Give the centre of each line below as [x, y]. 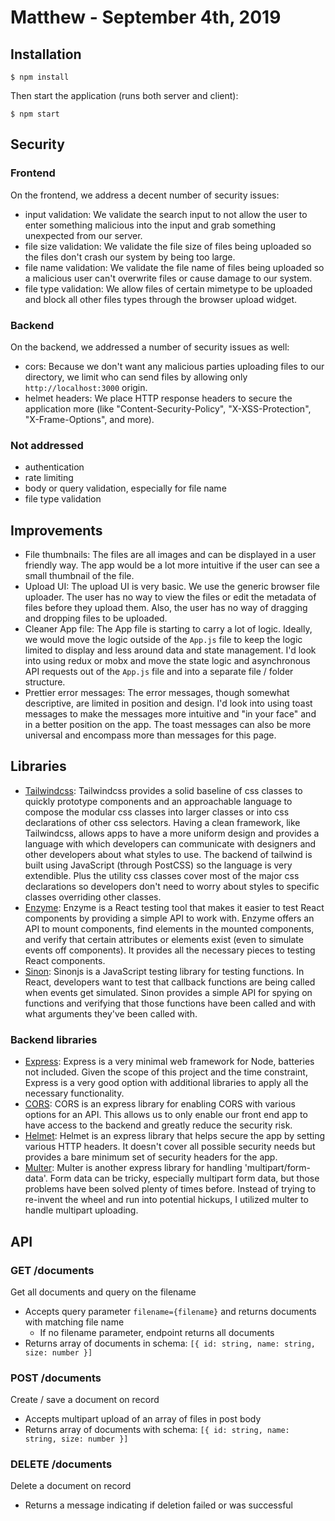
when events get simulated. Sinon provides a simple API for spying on [168, 992]
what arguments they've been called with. [111, 1013]
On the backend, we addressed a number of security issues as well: [150, 347]
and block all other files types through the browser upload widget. [161, 299]
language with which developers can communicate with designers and [170, 843]
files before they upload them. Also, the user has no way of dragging [166, 608]
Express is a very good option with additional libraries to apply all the [166, 1083]
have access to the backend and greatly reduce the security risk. [158, 1125]
